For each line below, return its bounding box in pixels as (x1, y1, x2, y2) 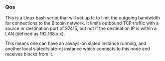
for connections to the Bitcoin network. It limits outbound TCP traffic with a (5, 20, 159, 26)
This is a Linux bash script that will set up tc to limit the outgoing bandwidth (5, 15, 161, 21)
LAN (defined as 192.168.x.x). (5, 31, 65, 37)
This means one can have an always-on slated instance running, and (5, 40, 147, 46)
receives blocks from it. (5, 51, 54, 57)
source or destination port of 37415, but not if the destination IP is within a (5, 25, 157, 31)
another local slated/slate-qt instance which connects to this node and (5, 46, 151, 52)
